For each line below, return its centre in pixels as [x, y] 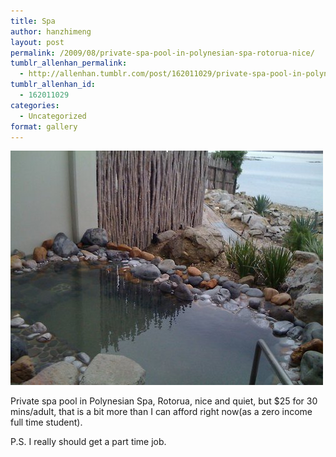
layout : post [37, 42]
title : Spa [33, 21]
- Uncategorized [53, 116]
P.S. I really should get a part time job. [88, 442]
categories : [35, 105]
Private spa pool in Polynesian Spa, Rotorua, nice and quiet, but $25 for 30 [164, 401]
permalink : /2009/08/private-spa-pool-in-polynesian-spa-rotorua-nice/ [162, 53]
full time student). [46, 422]
